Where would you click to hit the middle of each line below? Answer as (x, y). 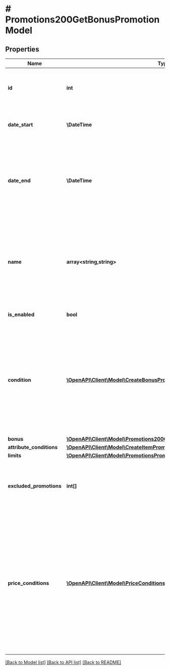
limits (15, 455)
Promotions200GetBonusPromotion (82, 20)
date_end (19, 181)
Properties (22, 49)
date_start (20, 125)
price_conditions (29, 583)
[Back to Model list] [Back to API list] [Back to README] (63, 662)
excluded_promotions (35, 486)
